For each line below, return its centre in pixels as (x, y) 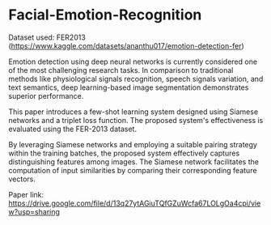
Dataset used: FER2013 (47, 37)
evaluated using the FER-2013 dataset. (73, 129)
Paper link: (26, 194)
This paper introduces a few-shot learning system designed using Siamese (133, 112)
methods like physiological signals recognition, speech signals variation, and (136, 79)
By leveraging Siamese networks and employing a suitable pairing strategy (133, 144)
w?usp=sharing (34, 211)
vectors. (22, 179)
